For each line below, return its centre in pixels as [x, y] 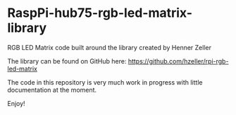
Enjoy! [17, 103]
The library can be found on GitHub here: [67, 61]
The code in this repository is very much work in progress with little [105, 82]
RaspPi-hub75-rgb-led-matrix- [100, 13]
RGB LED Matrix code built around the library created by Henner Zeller [109, 47]
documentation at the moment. [52, 90]
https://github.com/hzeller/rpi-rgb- [178, 61]
